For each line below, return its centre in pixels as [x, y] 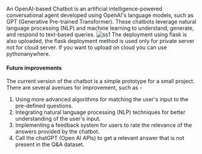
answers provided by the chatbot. [57, 132]
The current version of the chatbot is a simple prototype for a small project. [100, 81]
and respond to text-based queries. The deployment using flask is [97, 35]
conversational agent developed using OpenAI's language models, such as [100, 15]
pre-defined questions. [44, 106]
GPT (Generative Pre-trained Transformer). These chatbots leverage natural [101, 22]
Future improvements [34, 68]
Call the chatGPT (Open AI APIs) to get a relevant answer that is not [99, 138]
